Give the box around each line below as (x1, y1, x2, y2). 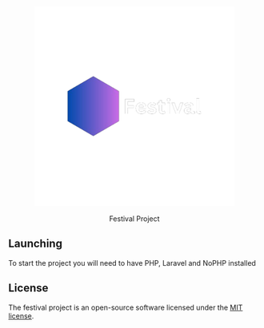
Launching (8, 237, 62, 251)
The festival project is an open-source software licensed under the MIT (8, 302, 243, 312)
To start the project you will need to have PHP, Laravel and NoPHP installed (8, 258, 256, 267)
